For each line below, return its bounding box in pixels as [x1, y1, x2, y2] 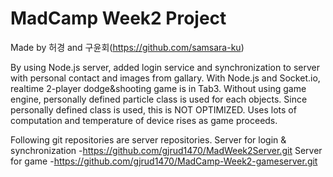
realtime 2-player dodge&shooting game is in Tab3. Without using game [10, 82, 307, 94]
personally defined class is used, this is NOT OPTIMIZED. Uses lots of [10, 103, 297, 116]
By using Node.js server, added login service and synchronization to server [10, 61, 321, 73]
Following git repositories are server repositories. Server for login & [10, 133, 287, 146]
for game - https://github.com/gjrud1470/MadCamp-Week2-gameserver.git [10, 155, 318, 167]
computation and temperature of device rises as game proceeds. [10, 114, 278, 126]
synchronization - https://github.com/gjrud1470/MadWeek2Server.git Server [10, 144, 323, 156]
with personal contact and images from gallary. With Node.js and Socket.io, [10, 72, 321, 84]
